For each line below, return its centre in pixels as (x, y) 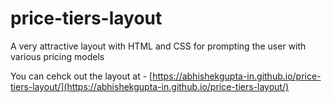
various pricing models (57, 56)
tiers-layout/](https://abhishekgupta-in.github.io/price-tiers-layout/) (150, 86)
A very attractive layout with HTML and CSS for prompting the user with (158, 46)
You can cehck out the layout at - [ (81, 76)
